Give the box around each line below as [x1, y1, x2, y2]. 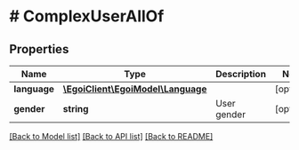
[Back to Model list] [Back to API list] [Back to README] [9, 131, 214, 141]
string [62, 103, 89, 114]
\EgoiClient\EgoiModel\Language [62, 83, 207, 95]
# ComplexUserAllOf [9, 6, 165, 27]
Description [214, 68, 267, 80]
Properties [9, 42, 69, 57]
